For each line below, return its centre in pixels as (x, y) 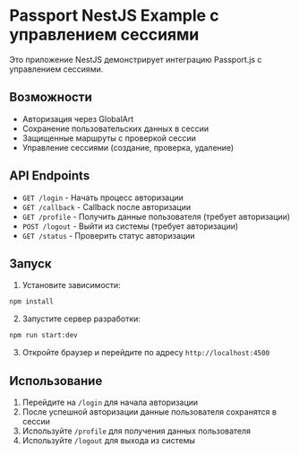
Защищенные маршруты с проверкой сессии (109, 138)
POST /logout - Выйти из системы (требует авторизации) (130, 226)
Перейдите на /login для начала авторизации (110, 402)
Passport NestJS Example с (114, 16)
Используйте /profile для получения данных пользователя (137, 431)
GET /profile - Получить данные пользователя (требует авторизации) (156, 216)
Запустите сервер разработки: (81, 319)
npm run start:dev (43, 336)
